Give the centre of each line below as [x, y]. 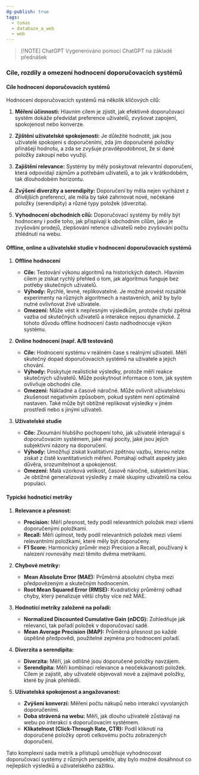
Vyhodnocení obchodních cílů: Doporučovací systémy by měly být [97, 215]
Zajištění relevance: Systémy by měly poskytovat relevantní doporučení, [104, 166]
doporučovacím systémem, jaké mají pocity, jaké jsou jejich [96, 439]
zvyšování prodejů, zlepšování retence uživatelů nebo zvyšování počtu [101, 228]
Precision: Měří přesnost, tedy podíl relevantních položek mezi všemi [108, 522]
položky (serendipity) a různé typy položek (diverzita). [81, 203]
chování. [34, 365]
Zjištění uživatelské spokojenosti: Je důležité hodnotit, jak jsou [93, 136]
